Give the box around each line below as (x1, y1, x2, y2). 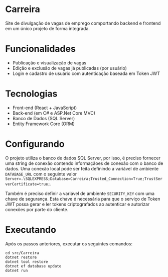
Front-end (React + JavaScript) (12, 105, 77, 111)
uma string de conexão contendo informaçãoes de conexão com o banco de (5, 160, 163, 166)
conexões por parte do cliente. (5, 206, 69, 212)
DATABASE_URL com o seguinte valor (5, 171, 77, 177)
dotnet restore (5, 255, 37, 260)
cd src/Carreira (5, 250, 39, 255)
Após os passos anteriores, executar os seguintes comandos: (5, 240, 133, 247)
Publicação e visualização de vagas (12, 59, 87, 66)
